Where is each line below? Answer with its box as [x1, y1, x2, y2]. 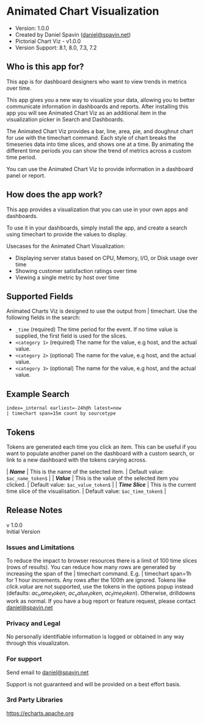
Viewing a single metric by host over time [15, 274, 120, 281]
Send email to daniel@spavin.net [6, 669, 89, 676]
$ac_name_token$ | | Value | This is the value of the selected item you [6, 474, 179, 482]
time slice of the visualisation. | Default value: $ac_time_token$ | [6, 487, 167, 495]
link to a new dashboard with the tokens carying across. [6, 456, 147, 463]
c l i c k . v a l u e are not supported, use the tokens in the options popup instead [6, 583, 194, 590]
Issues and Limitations [6, 543, 75, 551]
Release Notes [6, 505, 63, 515]
